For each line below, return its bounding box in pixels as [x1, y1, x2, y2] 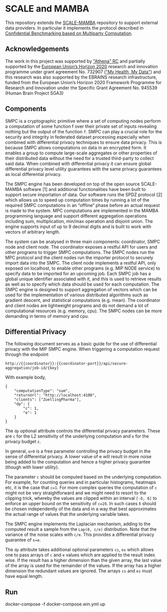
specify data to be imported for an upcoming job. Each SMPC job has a [5, 270, 151, 276]
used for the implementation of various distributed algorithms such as [5, 292, 149, 298]
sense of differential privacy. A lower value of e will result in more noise [5, 454, 152, 460]
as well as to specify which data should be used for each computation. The [5, 281, 160, 287]
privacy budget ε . [5, 439, 41, 445]
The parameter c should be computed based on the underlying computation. [5, 474, 163, 480]
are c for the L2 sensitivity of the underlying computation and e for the [5, 433, 149, 439]
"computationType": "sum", [14, 388, 70, 393]
